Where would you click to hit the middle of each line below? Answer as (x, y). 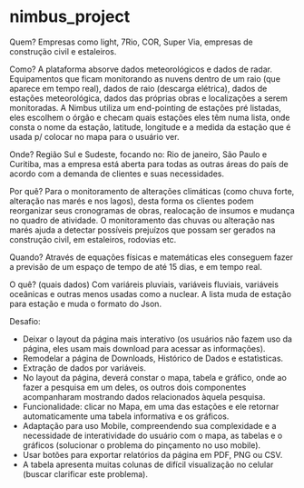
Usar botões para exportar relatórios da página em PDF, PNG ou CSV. (152, 454)
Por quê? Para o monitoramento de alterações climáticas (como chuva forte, (152, 191)
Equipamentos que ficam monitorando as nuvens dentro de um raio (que (145, 78)
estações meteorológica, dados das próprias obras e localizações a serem (148, 98)
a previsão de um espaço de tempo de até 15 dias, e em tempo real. (136, 266)
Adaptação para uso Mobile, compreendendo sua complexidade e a (149, 425)
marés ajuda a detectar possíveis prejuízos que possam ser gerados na (142, 230)
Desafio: (25, 321)
